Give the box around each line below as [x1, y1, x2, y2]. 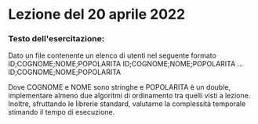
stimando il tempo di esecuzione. [8, 108, 115, 117]
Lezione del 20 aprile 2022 [8, 5, 186, 23]
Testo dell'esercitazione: [8, 34, 105, 44]
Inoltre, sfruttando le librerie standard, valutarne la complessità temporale [8, 99, 246, 108]
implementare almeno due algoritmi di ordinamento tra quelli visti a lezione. [8, 91, 251, 101]
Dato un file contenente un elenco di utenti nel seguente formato [8, 51, 217, 60]
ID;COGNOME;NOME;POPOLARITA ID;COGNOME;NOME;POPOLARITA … [8, 59, 244, 69]
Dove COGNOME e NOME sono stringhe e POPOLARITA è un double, [8, 83, 231, 92]
